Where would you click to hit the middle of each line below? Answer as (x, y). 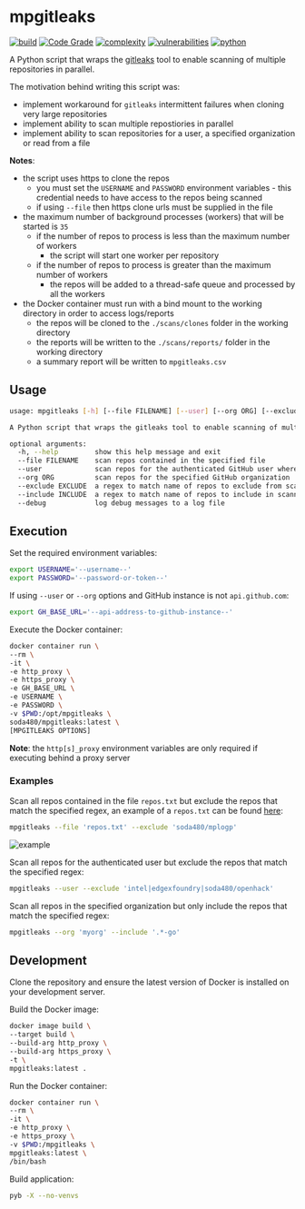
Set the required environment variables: (84, 553)
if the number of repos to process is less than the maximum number (163, 236)
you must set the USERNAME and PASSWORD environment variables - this (164, 187)
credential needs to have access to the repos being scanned (149, 197)
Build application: (42, 1179)
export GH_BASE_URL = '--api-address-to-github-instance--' (121, 612)
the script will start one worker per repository (134, 255)
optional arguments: (49, 444)
